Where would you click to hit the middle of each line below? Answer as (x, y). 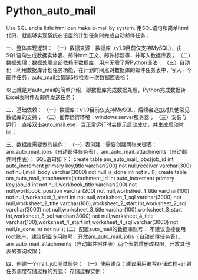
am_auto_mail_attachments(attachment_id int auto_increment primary (90, 178)
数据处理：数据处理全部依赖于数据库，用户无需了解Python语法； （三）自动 (98, 62)
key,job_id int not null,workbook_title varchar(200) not (72, 185)
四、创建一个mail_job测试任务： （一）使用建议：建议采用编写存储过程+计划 (99, 263)
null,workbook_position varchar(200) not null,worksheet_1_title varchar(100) (98, 190)
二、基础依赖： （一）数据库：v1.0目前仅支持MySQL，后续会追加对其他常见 (98, 110)
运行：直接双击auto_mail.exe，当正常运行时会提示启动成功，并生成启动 (93, 124)
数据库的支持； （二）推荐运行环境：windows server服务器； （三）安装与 (97, 117)
